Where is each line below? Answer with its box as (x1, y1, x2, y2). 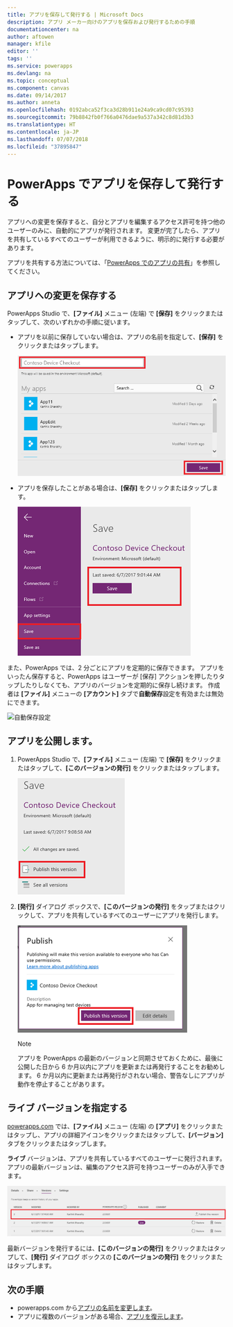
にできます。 (7, 698, 44, 707)
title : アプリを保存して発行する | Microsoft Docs (7, 11, 144, 18)
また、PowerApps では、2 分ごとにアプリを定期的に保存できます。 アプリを (7, 663, 225, 672)
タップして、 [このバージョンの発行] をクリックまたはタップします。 (29, 764, 223, 772)
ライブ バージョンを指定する (7, 1102, 128, 1114)
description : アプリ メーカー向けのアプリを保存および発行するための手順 (7, 18, 196, 26)
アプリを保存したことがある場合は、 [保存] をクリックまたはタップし (17, 484, 213, 493)
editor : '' (7, 48, 39, 55)
